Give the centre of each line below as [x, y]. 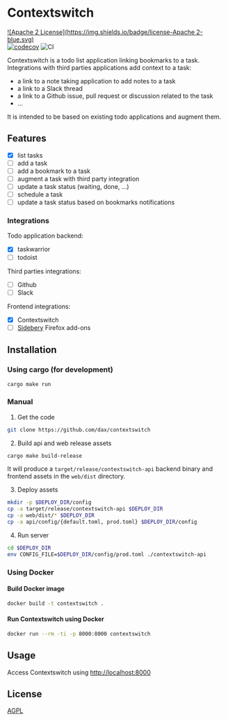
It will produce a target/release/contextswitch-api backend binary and [110, 469]
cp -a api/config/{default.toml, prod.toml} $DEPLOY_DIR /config [102, 522]
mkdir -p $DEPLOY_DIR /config [49, 503]
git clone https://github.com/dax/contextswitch [79, 430]
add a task [32, 163]
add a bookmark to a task [54, 171]
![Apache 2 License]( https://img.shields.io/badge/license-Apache [101, 32]
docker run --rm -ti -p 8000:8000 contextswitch [79, 633]
